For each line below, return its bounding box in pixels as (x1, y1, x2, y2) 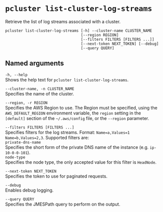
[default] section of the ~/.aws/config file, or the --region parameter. (5, 115, 150, 121)
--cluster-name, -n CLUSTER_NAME (5, 86, 75, 91)
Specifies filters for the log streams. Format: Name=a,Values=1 (5, 129, 130, 135)
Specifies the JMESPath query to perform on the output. (5, 201, 121, 207)
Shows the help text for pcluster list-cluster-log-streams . (5, 77, 129, 83)
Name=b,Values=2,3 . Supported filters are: (5, 134, 89, 140)
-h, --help (5, 72, 28, 77)
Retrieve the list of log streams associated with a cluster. (5, 18, 121, 24)
